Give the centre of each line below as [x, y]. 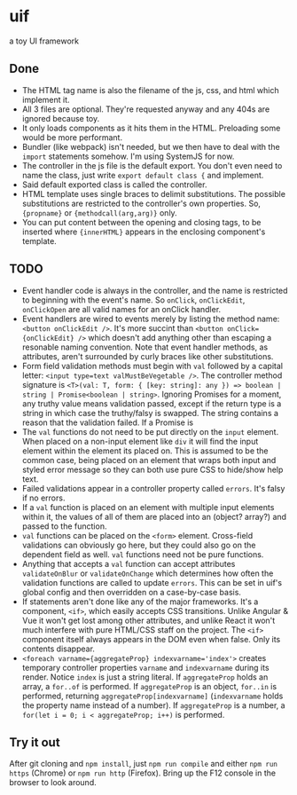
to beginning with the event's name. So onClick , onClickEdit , [133, 300]
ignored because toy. [61, 118]
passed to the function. [64, 526]
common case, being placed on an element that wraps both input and [149, 460]
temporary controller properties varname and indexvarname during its [145, 667]
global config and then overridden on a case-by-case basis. [132, 592]
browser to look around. [53, 783]
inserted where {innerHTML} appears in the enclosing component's [144, 232]
